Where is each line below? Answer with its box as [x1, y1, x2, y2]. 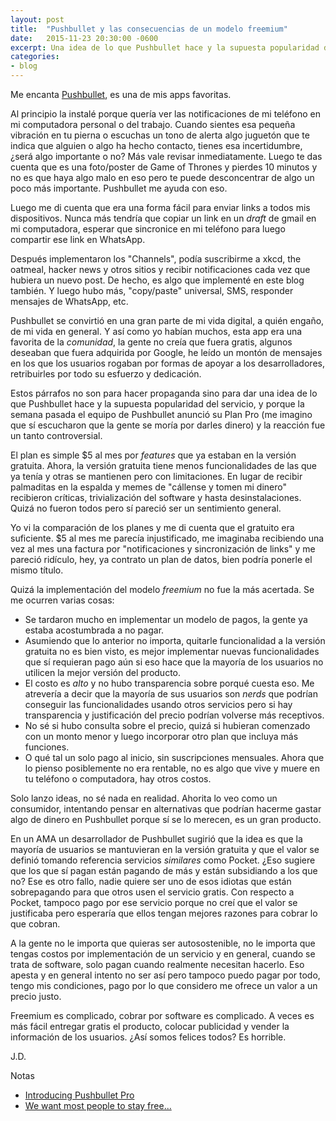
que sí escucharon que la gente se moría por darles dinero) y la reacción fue [10, 419, 326, 431]
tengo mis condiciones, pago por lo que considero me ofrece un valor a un [10, 980, 318, 991]
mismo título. [10, 564, 64, 576]
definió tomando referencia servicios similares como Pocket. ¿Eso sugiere [10, 854, 316, 866]
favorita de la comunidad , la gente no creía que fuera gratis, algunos [10, 336, 293, 348]
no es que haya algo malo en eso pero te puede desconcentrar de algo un [10, 172, 315, 183]
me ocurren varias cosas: [10, 594, 115, 606]
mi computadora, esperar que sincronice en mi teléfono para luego [10, 223, 286, 235]
